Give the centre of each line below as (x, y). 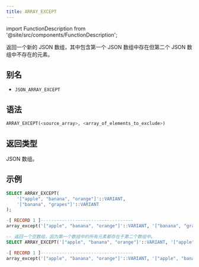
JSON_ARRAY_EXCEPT (37, 90)
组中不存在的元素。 (30, 54)
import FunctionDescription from (46, 28)
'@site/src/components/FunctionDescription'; (62, 35)
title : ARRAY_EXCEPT (32, 12)
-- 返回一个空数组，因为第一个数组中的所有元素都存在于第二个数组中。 (81, 237)
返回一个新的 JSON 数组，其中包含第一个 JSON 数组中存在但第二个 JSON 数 (99, 47)
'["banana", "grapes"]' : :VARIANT (58, 204)
